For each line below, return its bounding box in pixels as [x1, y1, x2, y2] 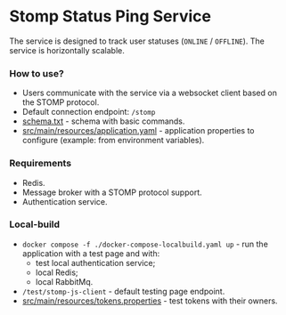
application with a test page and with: [21, 247, 160, 259]
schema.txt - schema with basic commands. [21, 116, 185, 126]
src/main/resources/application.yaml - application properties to [21, 125, 255, 136]
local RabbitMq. [35, 276, 94, 287]
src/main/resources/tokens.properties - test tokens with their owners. [21, 295, 278, 306]
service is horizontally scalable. [9, 44, 125, 55]
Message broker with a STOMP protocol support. [21, 187, 202, 198]
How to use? [9, 67, 64, 79]
